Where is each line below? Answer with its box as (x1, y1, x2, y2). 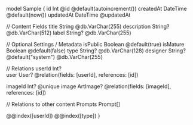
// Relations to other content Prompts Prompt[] (6, 101, 121, 108)
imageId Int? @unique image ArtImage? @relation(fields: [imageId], (6, 83, 171, 90)
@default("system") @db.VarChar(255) (6, 54, 103, 60)
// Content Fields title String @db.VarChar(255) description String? (6, 23, 170, 30)
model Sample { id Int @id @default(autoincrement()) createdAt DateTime (6, 5, 187, 12)
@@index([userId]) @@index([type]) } (6, 112, 100, 119)
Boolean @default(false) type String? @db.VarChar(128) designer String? (6, 47, 186, 54)
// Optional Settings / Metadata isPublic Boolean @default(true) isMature (6, 41, 185, 48)
